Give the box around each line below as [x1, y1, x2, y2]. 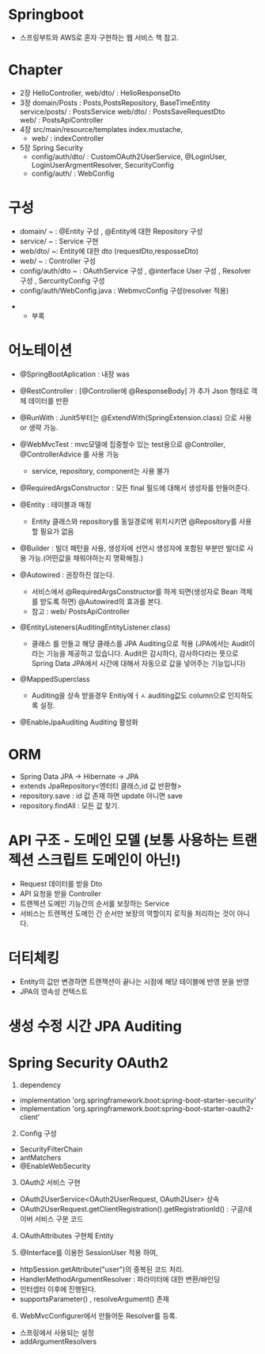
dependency [19, 1080, 62, 1089]
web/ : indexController [31, 133, 104, 143]
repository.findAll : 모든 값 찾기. [19, 800, 120, 810]
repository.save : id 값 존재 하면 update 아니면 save [19, 791, 184, 800]
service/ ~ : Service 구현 [19, 236, 99, 246]
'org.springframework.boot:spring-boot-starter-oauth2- [72, 1103, 255, 1113]
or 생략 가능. [19, 422, 59, 432]
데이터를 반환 [28, 395, 69, 405]
